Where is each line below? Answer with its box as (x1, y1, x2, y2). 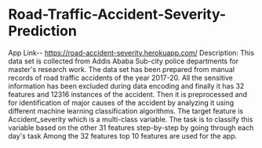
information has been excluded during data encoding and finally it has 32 (8, 81, 245, 91)
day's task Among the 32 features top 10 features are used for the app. (8, 131, 238, 140)
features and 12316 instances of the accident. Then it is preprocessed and (8, 89, 248, 99)
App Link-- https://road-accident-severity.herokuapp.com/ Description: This (8, 48, 255, 57)
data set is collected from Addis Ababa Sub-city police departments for (8, 56, 239, 66)
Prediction (8, 22, 77, 40)
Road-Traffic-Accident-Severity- (8, 5, 227, 23)
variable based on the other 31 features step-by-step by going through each (8, 123, 254, 132)
